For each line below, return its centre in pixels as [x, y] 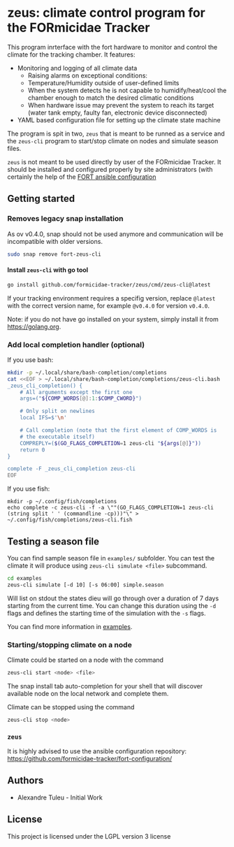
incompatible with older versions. [55, 241]
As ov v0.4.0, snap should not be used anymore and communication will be [115, 234]
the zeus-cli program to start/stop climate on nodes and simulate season [113, 140]
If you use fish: [29, 489]
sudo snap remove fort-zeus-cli [54, 254]
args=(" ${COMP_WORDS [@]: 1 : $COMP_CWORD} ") [81, 399]
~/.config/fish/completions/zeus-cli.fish [70, 520]
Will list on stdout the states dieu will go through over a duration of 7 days [113, 598]
